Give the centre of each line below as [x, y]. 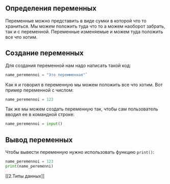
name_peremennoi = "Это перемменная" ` [46, 75]
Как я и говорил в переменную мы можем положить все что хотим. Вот [84, 84]
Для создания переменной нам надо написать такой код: [68, 65]
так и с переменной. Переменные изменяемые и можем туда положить [84, 31]
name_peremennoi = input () [34, 124]
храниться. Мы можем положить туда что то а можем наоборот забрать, [85, 26]
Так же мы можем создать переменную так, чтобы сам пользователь [82, 109]
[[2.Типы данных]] [25, 176]
